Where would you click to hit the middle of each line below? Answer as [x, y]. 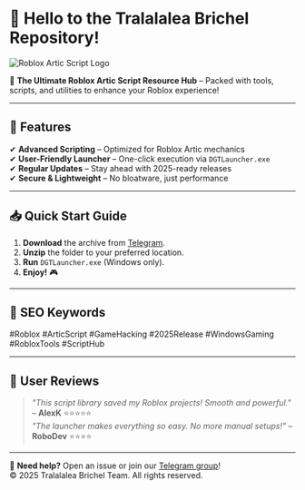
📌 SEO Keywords [58, 312]
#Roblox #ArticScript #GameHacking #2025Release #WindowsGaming [142, 334]
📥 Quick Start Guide [68, 216]
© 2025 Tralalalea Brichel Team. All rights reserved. [106, 475]
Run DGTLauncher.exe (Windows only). [93, 261]
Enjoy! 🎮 [40, 272]
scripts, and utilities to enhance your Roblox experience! [114, 90]
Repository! [54, 38]
